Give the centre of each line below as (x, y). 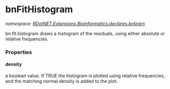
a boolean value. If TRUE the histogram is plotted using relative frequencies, (85, 76)
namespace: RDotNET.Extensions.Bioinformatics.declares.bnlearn (75, 24)
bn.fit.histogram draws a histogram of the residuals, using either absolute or (85, 33)
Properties (19, 52)
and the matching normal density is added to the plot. (62, 81)
